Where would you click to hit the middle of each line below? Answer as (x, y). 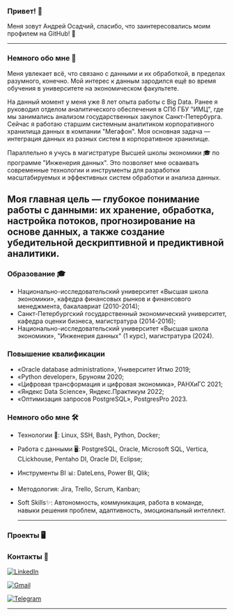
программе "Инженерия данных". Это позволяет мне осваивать (103, 162)
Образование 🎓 (37, 274)
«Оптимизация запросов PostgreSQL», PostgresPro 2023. (102, 399)
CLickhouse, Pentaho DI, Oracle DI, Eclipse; (80, 459)
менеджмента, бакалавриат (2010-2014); (78, 306)
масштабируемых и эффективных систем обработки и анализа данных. (114, 177)
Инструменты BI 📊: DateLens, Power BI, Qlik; (83, 473)
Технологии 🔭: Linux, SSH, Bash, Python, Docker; (88, 435)
